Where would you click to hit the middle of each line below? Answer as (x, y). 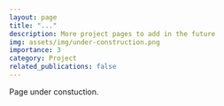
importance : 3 (35, 50)
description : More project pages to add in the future (112, 34)
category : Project (43, 58)
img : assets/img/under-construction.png (85, 42)
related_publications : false (63, 67)
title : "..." (33, 26)
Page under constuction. (54, 91)
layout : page (33, 17)
